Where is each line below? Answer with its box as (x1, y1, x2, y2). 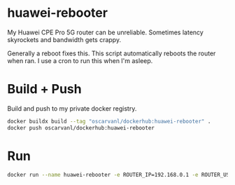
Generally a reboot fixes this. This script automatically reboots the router (7, 49, 216, 57)
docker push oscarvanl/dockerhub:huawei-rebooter (7, 124, 155, 131)
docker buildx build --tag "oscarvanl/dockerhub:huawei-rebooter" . (7, 118, 211, 125)
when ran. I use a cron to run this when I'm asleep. (7, 56, 153, 64)
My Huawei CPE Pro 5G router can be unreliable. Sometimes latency (7, 28, 204, 36)
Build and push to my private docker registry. (7, 104, 137, 113)
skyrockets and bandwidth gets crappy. (7, 35, 121, 43)
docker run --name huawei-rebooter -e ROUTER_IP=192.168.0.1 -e (7, 171, 199, 178)
